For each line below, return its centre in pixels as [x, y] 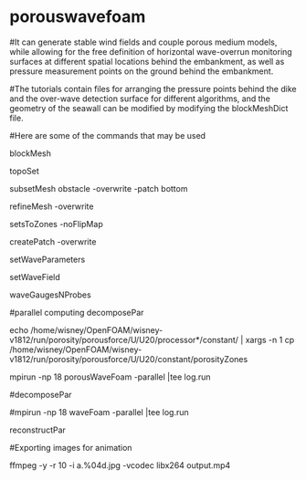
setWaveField [35, 277]
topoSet [24, 171]
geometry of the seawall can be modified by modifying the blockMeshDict [149, 108]
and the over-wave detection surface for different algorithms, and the [140, 99]
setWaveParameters [47, 259]
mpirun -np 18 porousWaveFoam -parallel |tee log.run [111, 377]
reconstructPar [38, 430]
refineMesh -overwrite [52, 206]
